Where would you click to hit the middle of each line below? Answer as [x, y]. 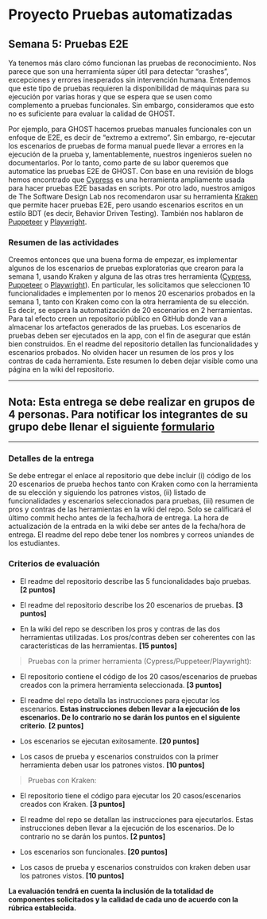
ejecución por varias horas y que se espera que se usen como [110, 97]
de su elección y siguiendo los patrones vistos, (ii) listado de [107, 492]
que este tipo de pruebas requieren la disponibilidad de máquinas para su [129, 88]
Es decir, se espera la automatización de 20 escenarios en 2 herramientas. [130, 311]
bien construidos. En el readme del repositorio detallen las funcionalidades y [133, 344]
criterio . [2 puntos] [52, 725]
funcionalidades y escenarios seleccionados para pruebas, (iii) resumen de [131, 501]
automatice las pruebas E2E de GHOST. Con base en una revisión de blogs [131, 171]
